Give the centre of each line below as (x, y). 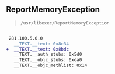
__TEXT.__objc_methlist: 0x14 (50, 66)
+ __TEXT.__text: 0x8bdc (37, 49)
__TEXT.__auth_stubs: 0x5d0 (48, 55)
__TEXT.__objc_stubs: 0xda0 (48, 60)
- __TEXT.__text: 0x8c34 (37, 44)
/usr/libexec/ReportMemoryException (65, 23)
